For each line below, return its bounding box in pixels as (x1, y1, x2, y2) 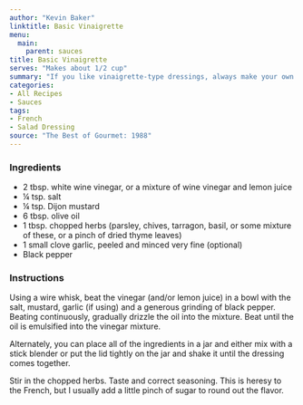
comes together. (9, 358, 71, 369)
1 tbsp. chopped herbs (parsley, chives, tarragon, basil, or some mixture (22, 220, 292, 231)
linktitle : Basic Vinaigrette (9, 22, 124, 31)
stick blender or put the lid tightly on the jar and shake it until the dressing (9, 348, 285, 359)
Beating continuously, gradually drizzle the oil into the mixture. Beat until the (9, 312, 295, 323)
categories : (9, 81, 54, 90)
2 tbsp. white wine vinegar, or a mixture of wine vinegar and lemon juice (22, 182, 293, 193)
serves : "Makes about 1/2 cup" (9, 64, 128, 73)
